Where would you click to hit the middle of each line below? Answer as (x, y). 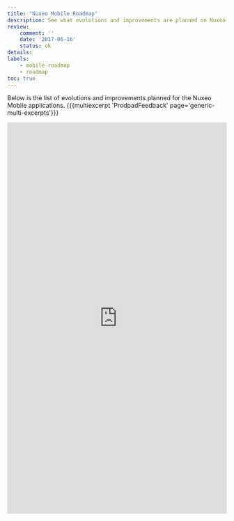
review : (18, 26)
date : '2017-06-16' (48, 40)
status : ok (36, 46)
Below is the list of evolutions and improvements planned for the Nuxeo (109, 98)
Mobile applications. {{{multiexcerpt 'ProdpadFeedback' (88, 106)
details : (20, 53)
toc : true (22, 78)
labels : (18, 59)
